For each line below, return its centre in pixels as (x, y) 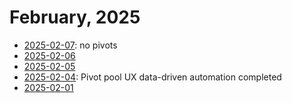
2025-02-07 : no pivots (70, 45)
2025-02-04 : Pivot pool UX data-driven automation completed (152, 77)
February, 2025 (75, 17)
